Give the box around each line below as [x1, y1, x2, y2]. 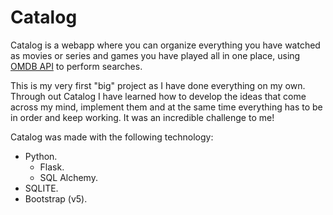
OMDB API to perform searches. [10, 60, 143, 72]
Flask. [39, 161, 65, 173]
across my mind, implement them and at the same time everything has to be [10, 101, 323, 113]
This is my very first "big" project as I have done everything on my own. [10, 79, 306, 91]
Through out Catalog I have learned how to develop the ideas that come [10, 90, 307, 102]
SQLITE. [24, 182, 59, 194]
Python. [24, 150, 58, 162]
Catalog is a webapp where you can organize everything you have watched [10, 39, 321, 51]
